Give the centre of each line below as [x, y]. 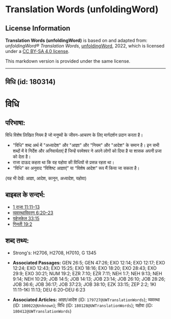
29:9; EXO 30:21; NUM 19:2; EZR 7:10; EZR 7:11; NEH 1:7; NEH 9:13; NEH [87, 274]
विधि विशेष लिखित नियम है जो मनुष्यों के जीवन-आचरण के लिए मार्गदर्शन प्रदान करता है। [74, 135]
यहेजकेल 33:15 [26, 219]
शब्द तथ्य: [17, 241]
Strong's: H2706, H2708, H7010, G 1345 [54, 253]
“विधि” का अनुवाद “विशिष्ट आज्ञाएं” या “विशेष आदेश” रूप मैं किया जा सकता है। [76, 168]
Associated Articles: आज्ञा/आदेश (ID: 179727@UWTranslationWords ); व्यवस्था [86, 300]
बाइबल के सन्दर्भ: [25, 195]
